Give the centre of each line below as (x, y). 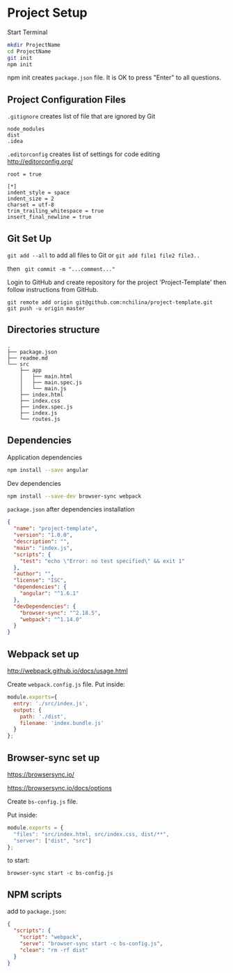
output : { (27, 710)
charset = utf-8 (31, 205)
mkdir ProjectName (34, 45)
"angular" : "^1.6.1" (49, 594)
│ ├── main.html (46, 376)
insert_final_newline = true (49, 217)
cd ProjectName (29, 51)
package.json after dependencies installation (71, 510)
